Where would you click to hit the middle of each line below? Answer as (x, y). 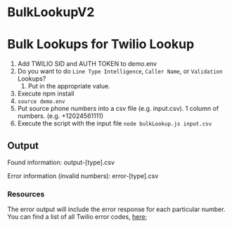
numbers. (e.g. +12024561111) (60, 116)
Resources (26, 194)
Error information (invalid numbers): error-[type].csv (83, 175)
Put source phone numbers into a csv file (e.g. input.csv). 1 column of (118, 109)
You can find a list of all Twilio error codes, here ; (77, 217)
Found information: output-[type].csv (61, 162)
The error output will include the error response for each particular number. (116, 209)
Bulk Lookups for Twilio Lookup (101, 45)
